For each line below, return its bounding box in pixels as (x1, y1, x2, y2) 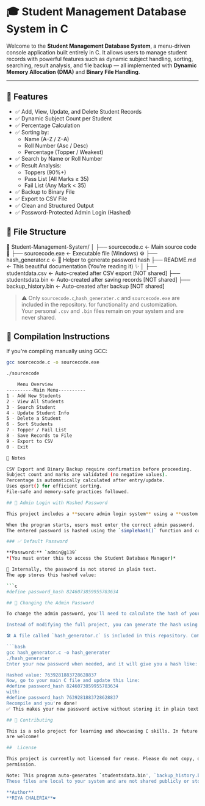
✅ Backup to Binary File (15, 188, 75, 196)
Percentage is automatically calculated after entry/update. (6, 477, 165, 483)
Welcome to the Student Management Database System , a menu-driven (6, 42, 190, 49)
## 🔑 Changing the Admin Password (6, 599, 95, 606)
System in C (6, 22, 69, 36)
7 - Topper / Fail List (6, 427, 67, 433)
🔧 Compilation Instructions (6, 331, 110, 342)
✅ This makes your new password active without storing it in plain (6, 706, 185, 712)
